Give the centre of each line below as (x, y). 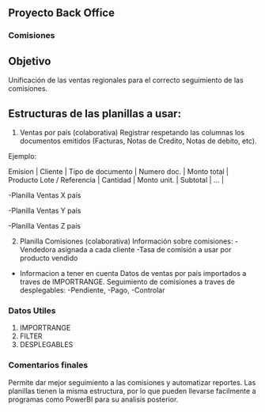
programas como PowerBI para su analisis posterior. (93, 399)
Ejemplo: (23, 156)
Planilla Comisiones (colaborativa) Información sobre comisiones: (126, 241)
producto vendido (49, 258)
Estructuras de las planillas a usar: (95, 113)
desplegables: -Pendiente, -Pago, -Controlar (92, 290)
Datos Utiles (32, 310)
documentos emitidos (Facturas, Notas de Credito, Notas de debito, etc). (138, 141)
